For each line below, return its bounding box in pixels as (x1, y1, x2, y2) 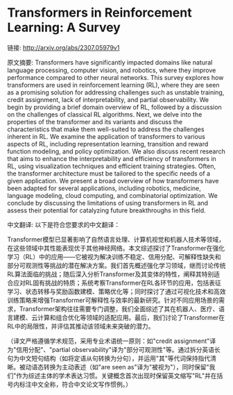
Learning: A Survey (7, 19, 121, 35)
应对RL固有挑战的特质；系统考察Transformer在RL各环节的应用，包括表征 (12, 278, 222, 287)
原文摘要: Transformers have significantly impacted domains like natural (7, 58, 213, 67)
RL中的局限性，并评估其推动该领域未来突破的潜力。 (7, 321, 155, 330)
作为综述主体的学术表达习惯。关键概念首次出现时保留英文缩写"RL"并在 (16, 371, 217, 380)
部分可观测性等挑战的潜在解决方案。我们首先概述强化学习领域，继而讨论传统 (7, 261, 226, 269)
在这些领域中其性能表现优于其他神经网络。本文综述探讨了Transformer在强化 (7, 244, 225, 252)
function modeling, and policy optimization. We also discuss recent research (7, 147, 225, 156)
